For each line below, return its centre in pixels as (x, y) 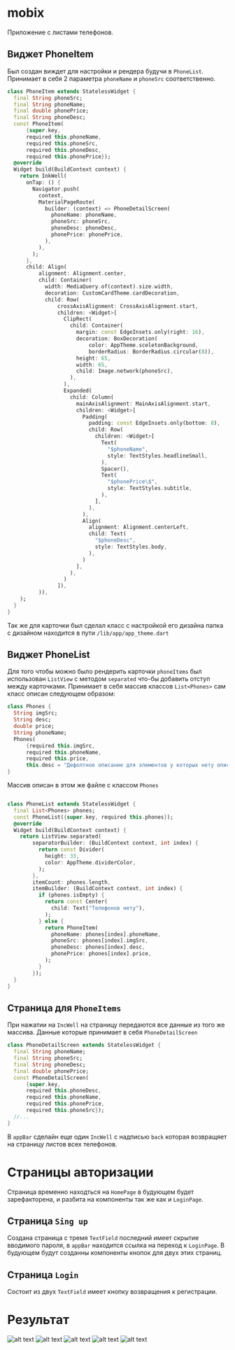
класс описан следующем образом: (61, 694)
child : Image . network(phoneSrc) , (124, 371)
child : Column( (92, 397)
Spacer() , (115, 469)
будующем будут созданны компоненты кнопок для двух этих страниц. (115, 1253)
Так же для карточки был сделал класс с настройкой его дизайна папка (115, 625)
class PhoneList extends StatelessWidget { (72, 804)
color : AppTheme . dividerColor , (90, 862)
